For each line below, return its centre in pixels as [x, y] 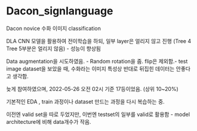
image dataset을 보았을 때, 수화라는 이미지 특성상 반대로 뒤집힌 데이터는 [90, 68]
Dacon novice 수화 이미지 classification [54, 28]
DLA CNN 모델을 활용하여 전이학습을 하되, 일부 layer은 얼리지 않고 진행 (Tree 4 [99, 41]
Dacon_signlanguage [60, 11]
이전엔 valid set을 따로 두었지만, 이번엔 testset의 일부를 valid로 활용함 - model [98, 114]
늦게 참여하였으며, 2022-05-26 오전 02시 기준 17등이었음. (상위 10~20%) [93, 89]
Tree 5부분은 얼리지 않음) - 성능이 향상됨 [54, 48]
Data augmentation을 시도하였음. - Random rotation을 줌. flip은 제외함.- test [97, 61]
